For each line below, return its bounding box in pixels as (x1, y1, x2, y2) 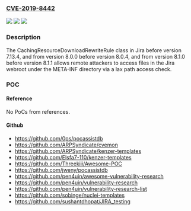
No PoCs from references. (6, 108, 70, 115)
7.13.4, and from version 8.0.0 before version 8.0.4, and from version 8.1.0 (6, 53, 186, 60)
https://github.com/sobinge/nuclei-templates (14, 191, 125, 199)
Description (6, 33, 41, 41)
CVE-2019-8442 (6, 4, 55, 12)
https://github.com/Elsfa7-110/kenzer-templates (14, 154, 132, 161)
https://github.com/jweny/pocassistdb (14, 166, 108, 173)
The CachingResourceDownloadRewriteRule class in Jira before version (6, 46, 182, 54)
